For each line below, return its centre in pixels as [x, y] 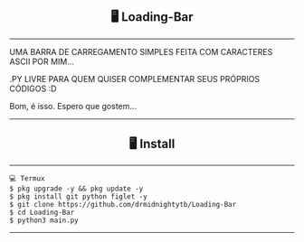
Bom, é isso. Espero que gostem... [73, 106]
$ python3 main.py [44, 220]
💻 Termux [27, 179]
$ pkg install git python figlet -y [78, 197]
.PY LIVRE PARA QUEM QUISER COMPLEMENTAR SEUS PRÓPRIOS [135, 79]
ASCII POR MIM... [42, 61]
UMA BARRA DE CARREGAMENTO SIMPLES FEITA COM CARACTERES [141, 51]
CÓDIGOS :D [33, 88]
